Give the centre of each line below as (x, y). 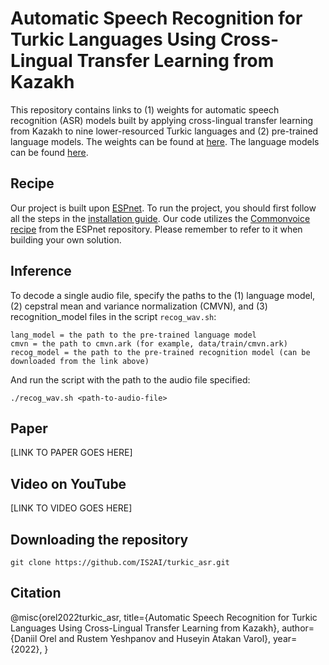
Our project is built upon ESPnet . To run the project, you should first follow (163, 208)
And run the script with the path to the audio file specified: (130, 379)
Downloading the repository (99, 539)
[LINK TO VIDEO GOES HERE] (71, 508)
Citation (36, 593)
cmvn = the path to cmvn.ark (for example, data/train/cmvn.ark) (149, 343)
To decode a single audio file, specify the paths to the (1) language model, (163, 295)
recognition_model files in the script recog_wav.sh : (113, 316)
